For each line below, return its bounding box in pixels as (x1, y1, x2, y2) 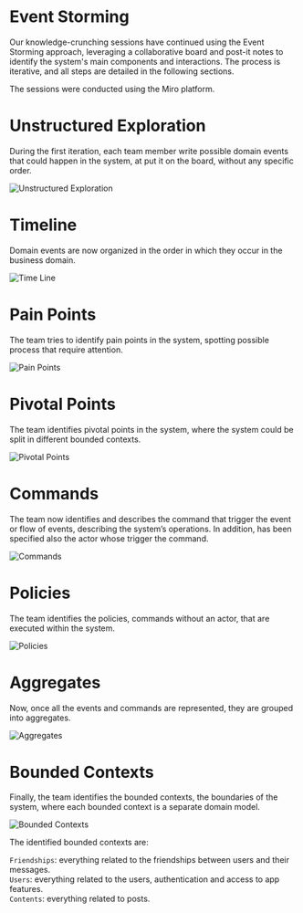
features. (9, 884, 44, 895)
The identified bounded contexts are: (9, 837, 149, 848)
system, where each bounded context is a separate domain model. (9, 802, 260, 813)
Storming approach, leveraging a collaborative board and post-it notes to (9, 46, 284, 57)
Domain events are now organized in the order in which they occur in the (9, 245, 283, 256)
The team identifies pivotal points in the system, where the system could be (9, 424, 294, 435)
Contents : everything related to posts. (9, 893, 151, 905)
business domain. (9, 254, 76, 266)
